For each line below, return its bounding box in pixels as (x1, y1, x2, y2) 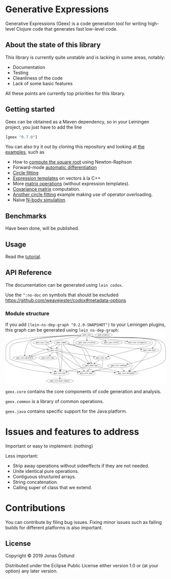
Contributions (5, 502, 65, 514)
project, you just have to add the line (5, 124, 82, 130)
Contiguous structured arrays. (12, 473, 77, 480)
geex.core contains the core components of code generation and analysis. (5, 388, 162, 394)
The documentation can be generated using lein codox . (5, 282, 124, 288)
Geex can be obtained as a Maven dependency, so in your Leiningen (5, 118, 150, 124)
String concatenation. (12, 479, 59, 485)
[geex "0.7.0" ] (5, 134, 38, 140)
